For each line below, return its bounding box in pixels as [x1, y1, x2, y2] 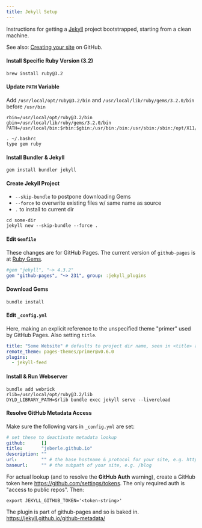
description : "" [6, 451, 47, 458]
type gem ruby [6, 141, 42, 148]
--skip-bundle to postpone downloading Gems [14, 193, 131, 200]
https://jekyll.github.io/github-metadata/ [6, 514, 106, 521]
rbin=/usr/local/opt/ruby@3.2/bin [6, 115, 93, 121]
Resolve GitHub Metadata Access [6, 409, 92, 417]
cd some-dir [6, 217, 36, 223]
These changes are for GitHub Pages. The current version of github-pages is [6, 249, 196, 256]
